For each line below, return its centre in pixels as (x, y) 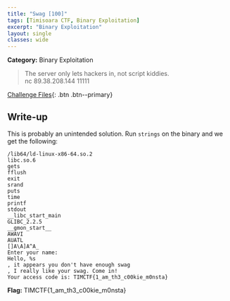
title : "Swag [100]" (38, 14)
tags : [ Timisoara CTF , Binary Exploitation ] (74, 20)
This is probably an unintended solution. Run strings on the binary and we (115, 134)
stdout (17, 209)
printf (17, 203)
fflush (17, 172)
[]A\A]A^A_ (23, 246)
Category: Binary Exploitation (50, 60)
